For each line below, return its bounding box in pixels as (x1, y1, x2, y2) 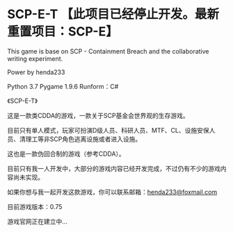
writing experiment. (7, 54, 63, 63)
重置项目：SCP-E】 (7, 24, 118, 40)
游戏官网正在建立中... (7, 217, 68, 226)
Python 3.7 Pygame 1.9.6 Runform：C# (7, 82, 119, 90)
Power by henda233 (7, 67, 65, 76)
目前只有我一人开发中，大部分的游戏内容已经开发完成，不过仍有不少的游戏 (7, 164, 220, 172)
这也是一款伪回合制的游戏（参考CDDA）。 (7, 149, 125, 158)
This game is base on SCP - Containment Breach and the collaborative (7, 47, 210, 56)
